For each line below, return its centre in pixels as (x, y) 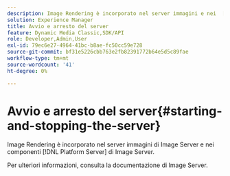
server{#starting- (171, 111)
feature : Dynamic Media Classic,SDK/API (66, 33)
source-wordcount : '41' (41, 65)
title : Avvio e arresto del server (58, 26)
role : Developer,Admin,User (47, 39)
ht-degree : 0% (27, 71)
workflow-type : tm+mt (38, 58)
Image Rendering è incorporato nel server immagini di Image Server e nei (111, 144)
